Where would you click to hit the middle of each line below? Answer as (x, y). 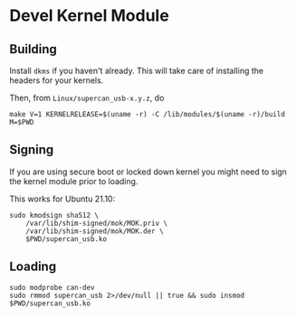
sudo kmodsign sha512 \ (54, 215)
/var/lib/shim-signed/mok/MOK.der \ (95, 231)
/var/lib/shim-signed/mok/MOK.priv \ (97, 223)
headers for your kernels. (57, 80)
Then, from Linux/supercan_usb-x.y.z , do (87, 98)
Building (33, 49)
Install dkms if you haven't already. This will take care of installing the (137, 70)
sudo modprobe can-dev (52, 287)
